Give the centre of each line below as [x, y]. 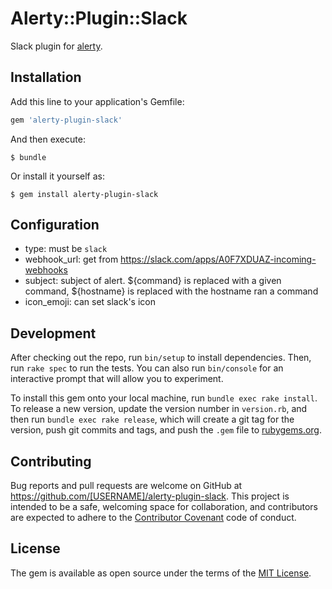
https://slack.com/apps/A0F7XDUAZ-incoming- [218, 259]
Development [53, 333]
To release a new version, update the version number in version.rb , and [159, 409]
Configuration [55, 225]
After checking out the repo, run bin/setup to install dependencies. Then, [161, 358]
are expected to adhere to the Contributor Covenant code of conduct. [153, 518]
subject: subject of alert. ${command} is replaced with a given [153, 281]
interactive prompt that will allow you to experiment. [117, 379]
